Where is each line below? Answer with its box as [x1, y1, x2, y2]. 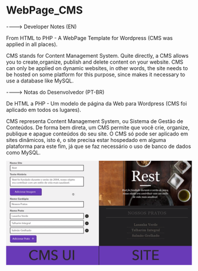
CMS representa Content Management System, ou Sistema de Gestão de [6, 117, 184, 124]
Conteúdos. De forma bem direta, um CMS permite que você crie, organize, [6, 124, 190, 131]
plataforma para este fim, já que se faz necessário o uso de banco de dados [6, 143, 192, 150]
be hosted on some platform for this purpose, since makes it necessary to [6, 71, 186, 78]
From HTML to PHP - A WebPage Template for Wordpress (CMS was [6, 34, 173, 41]
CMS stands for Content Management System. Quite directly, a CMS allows [6, 52, 189, 59]
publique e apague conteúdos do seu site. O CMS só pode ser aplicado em [6, 130, 189, 137]
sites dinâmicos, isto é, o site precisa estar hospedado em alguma [6, 136, 166, 143]
